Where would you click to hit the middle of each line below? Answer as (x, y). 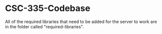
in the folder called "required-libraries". (45, 26)
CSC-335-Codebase (48, 8)
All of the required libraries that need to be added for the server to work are (81, 22)
